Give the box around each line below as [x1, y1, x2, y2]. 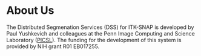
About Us [6, 4, 54, 17]
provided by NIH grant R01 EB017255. [6, 43, 100, 50]
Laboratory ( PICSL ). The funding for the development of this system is [6, 36, 182, 43]
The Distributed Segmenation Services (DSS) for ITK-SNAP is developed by [6, 23, 194, 31]
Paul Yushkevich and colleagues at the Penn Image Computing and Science [6, 30, 195, 37]
